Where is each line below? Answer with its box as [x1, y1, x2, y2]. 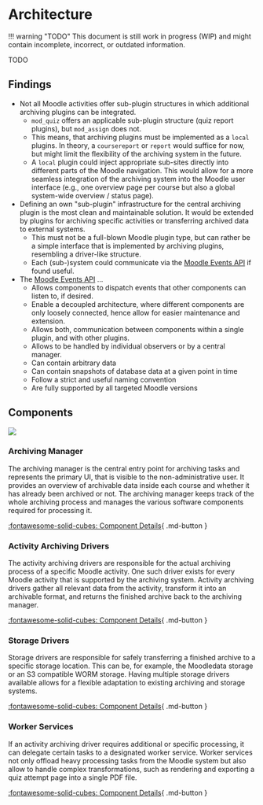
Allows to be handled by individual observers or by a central [31, 341, 225, 351]
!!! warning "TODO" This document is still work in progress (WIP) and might [8, 31, 251, 41]
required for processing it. [8, 505, 93, 515]
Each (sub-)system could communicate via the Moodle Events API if [31, 257, 252, 267]
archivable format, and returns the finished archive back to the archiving [8, 592, 242, 601]
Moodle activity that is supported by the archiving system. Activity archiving [8, 575, 254, 585]
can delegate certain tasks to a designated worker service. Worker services [8, 748, 253, 757]
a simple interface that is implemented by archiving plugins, [31, 241, 225, 250]
